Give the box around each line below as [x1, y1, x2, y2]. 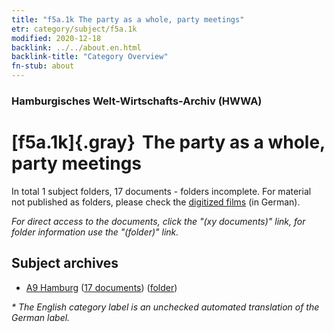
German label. [11, 311, 71, 323]
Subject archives [11, 255, 119, 272]
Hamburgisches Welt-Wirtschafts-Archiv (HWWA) [11, 94, 263, 108]
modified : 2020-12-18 [11, 33, 102, 43]
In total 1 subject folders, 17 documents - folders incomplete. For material [11, 185, 312, 197]
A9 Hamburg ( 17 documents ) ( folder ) [25, 281, 178, 293]
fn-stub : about [11, 61, 75, 71]
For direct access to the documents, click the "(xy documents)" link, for [11, 215, 306, 227]
